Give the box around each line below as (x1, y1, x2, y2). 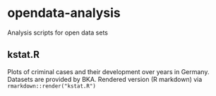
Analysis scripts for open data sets (7, 28, 108, 37)
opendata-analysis (7, 5, 121, 21)
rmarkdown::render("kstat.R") (7, 83, 97, 90)
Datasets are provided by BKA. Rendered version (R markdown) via (7, 75, 203, 83)
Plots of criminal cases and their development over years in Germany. (7, 67, 210, 76)
